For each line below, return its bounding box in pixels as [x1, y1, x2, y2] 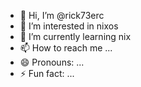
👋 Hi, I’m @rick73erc [19, 10, 105, 21]
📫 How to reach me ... [19, 42, 113, 54]
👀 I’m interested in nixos [19, 20, 119, 32]
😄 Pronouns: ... [19, 56, 85, 68]
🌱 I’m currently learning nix [19, 31, 132, 42]
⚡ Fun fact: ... [19, 68, 75, 79]
